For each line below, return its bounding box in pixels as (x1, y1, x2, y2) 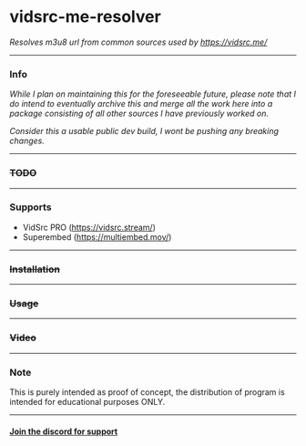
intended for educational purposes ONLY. (9, 397, 166, 408)
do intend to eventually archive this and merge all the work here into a (9, 99, 273, 109)
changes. (9, 135, 46, 147)
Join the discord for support (9, 426, 118, 437)
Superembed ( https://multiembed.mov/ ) (22, 231, 172, 243)
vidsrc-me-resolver (9, 6, 161, 27)
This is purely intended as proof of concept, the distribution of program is (9, 387, 285, 398)
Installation (9, 263, 61, 275)
